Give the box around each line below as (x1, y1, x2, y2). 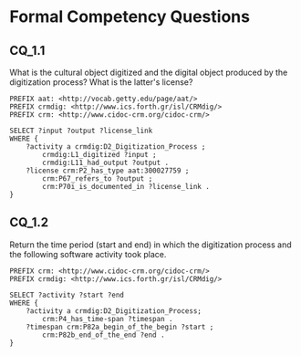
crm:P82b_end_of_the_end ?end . (42, 330, 166, 340)
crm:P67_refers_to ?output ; (42, 174, 153, 183)
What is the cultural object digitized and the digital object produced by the (9, 67, 288, 78)
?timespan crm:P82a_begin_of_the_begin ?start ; (26, 322, 214, 331)
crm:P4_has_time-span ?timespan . (42, 314, 173, 323)
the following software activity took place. (9, 248, 167, 259)
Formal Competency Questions (9, 6, 251, 27)
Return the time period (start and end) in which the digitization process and (9, 239, 292, 250)
